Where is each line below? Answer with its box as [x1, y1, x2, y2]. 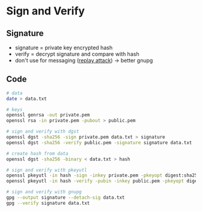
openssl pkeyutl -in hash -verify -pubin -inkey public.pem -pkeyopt [6, 178, 185, 184]
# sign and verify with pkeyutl [6, 167, 87, 173]
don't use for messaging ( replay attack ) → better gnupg [14, 57, 153, 64]
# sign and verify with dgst [6, 129, 79, 135]
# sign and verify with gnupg [6, 189, 82, 195]
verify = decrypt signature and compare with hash [14, 50, 139, 58]
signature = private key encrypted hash [14, 44, 113, 51]
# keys [6, 106, 23, 112]
